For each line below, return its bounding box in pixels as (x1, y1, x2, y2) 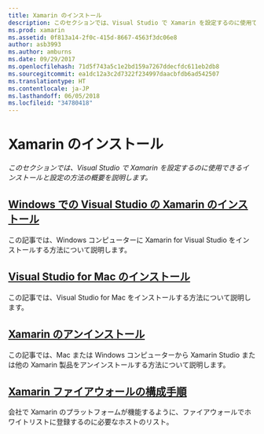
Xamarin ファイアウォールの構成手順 (8, 384, 187, 398)
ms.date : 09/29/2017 (8, 56, 76, 64)
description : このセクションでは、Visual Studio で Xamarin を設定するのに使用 (8, 19, 252, 27)
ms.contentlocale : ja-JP (8, 84, 90, 93)
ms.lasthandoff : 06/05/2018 (8, 92, 101, 100)
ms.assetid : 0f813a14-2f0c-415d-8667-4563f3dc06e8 (8, 33, 178, 42)
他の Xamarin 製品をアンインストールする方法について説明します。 (14, 359, 230, 370)
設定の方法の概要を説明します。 (49, 173, 152, 182)
